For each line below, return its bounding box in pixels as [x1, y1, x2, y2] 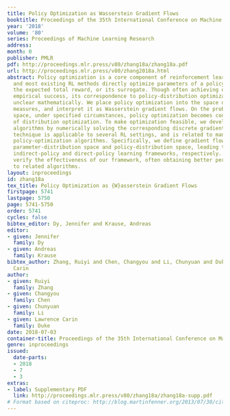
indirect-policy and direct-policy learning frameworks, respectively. [13, 150, 222, 158]
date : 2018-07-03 [7, 328, 57, 336]
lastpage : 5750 [7, 195, 51, 202]
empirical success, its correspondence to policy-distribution [13, 93, 197, 100]
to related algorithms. [13, 162, 81, 170]
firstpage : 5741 [7, 188, 53, 195]
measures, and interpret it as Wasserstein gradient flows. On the [13, 106, 210, 112]
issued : [7, 347, 29, 355]
